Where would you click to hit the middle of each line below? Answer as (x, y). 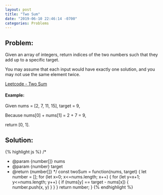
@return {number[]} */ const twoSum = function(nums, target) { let (79, 172)
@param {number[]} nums (39, 161)
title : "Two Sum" (23, 14)
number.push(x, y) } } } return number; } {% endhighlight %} (72, 187)
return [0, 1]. (18, 125)
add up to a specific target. (32, 60)
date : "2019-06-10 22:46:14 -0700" (41, 19)
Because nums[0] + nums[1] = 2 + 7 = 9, (46, 116)
